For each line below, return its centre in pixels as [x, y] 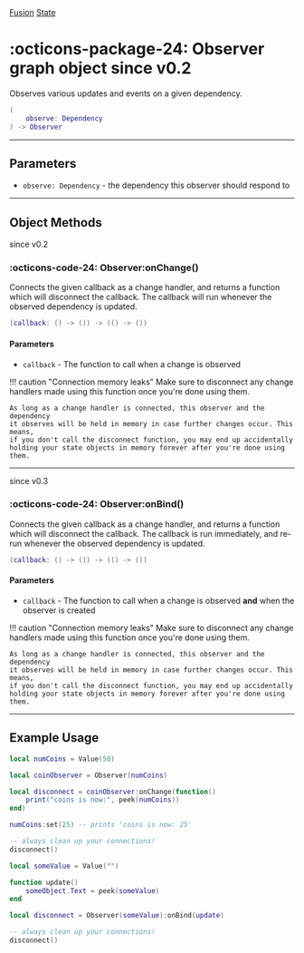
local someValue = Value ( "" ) [64, 866]
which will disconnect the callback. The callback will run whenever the [141, 297]
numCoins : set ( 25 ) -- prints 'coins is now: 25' [101, 825]
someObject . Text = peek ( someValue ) [93, 890]
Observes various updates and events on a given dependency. [126, 93]
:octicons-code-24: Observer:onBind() [97, 504]
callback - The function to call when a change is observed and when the [158, 600]
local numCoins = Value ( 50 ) [62, 759]
